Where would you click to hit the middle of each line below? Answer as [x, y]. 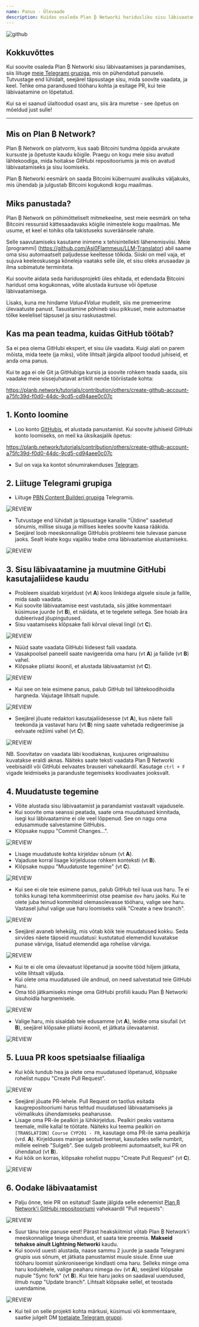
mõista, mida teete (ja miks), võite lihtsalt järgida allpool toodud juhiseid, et [97, 354]
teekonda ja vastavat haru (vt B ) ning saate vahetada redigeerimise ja [99, 725]
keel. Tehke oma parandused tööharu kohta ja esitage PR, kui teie [86, 86]
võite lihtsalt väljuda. [40, 973]
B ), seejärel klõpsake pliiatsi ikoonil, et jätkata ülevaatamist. [87, 1028]
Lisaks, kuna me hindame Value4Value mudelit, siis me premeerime [89, 302]
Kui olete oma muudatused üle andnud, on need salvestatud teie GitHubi [103, 979]
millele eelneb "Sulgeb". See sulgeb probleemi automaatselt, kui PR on [100, 1145]
